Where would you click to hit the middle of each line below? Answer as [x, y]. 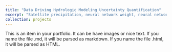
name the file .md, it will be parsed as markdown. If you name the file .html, [84, 39]
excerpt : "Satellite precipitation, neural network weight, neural [79, 15]
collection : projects [28, 19]
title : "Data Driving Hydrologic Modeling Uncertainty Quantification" [83, 10]
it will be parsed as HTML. [33, 44]
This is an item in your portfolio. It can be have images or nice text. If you [82, 34]
